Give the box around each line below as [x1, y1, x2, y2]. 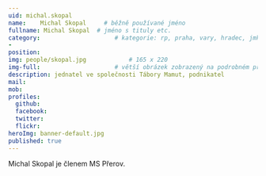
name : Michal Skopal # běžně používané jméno [8, 19, 186, 27]
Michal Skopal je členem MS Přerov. [8, 159, 125, 168]
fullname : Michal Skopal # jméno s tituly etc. [8, 26, 172, 34]
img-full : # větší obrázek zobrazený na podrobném [8, 63, 249, 71]
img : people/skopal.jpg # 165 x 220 [8, 56, 169, 64]
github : [15, 100, 41, 108]
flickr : [15, 122, 41, 130]
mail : [8, 78, 26, 86]
